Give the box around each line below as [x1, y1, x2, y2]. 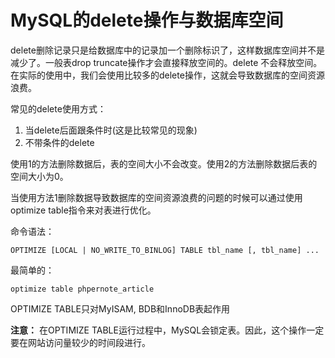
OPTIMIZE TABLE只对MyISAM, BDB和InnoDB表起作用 [10, 302, 231, 315]
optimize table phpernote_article [10, 284, 155, 294]
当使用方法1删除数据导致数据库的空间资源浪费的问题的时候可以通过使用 [10, 191, 303, 203]
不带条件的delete [24, 136, 95, 148]
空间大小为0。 [10, 170, 69, 182]
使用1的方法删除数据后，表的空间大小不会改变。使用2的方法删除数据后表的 [10, 157, 318, 170]
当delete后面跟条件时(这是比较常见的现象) [24, 124, 198, 136]
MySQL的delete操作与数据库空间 [10, 9, 284, 32]
